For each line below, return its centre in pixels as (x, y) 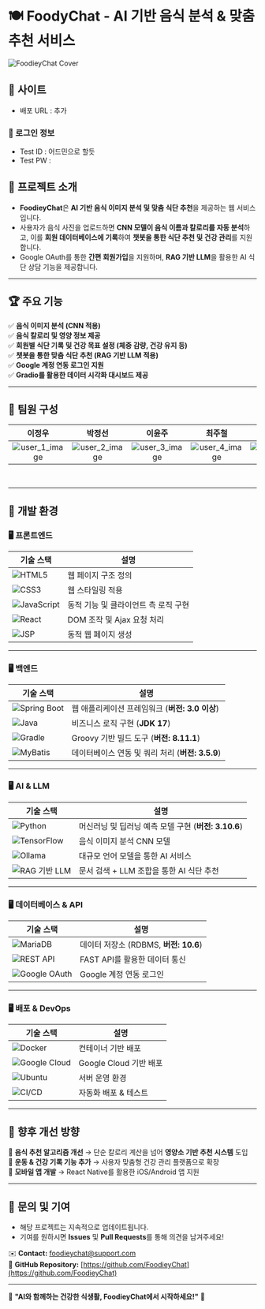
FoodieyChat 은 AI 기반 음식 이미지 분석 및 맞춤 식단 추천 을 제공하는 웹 (127, 208)
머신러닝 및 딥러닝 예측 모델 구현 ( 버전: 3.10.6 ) (160, 826)
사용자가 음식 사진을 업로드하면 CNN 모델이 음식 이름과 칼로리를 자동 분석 (132, 227)
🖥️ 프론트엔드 (30, 535)
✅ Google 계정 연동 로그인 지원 (56, 365)
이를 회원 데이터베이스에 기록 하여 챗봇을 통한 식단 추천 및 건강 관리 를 (134, 237)
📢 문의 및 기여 (39, 1207)
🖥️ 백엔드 (23, 669)
